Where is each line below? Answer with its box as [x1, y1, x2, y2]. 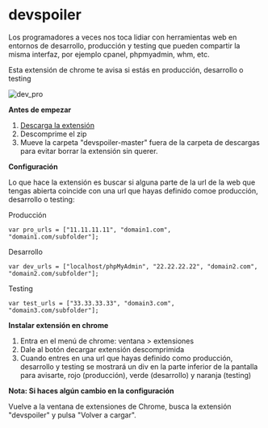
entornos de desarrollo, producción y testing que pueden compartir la [8, 40, 241, 50]
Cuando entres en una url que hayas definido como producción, [19, 353, 233, 363]
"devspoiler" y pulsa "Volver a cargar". [8, 409, 137, 420]
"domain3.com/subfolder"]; [8, 306, 99, 314]
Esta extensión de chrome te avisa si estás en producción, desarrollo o [8, 64, 244, 74]
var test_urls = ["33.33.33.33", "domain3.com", [8, 299, 175, 307]
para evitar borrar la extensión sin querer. [19, 146, 158, 156]
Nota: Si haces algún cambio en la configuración [8, 385, 174, 396]
